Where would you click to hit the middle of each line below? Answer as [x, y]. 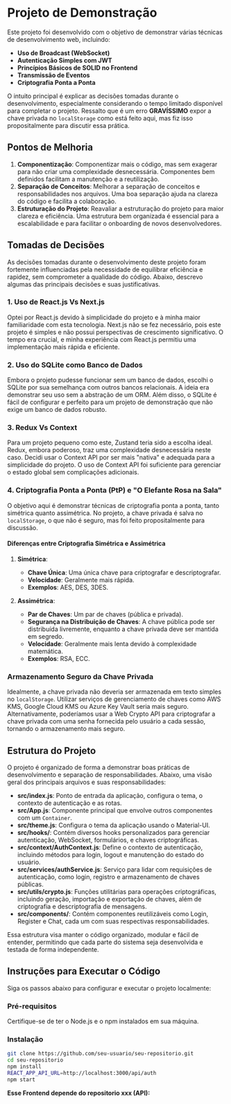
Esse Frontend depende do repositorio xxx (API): [79, 1093]
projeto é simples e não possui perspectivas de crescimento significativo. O [115, 332]
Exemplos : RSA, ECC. [59, 658]
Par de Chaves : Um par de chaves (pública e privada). [105, 614]
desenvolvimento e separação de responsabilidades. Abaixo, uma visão [110, 775]
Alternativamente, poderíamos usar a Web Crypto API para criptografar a [111, 714]
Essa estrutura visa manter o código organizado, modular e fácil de [103, 935]
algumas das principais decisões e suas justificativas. [84, 284]
